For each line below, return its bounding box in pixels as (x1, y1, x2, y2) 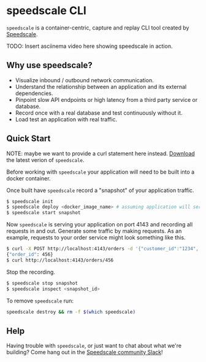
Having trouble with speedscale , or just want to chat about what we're (6, 342, 182, 350)
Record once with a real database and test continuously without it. (15, 109, 183, 117)
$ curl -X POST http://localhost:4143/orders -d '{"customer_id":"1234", (6, 246, 199, 252)
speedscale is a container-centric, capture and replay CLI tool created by (6, 24, 189, 31)
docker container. (6, 174, 51, 182)
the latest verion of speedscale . (6, 156, 85, 163)
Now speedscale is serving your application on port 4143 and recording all (6, 221, 193, 228)
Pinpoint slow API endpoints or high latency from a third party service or (15, 96, 198, 103)
